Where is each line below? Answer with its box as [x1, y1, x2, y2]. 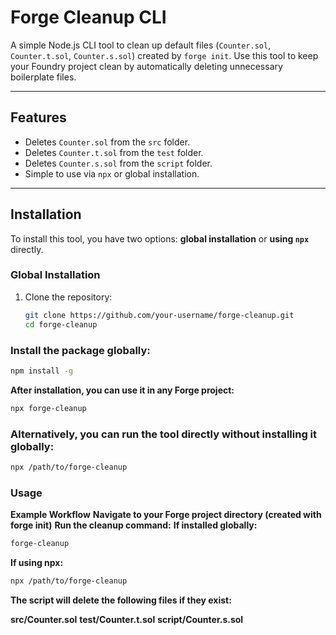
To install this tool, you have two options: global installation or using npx [10, 232, 310, 245]
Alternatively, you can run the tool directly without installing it [10, 427, 318, 441]
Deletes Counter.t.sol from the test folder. [24, 146, 204, 158]
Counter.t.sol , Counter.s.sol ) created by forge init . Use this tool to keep [10, 49, 319, 61]
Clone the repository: [24, 291, 113, 303]
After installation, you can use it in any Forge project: [10, 384, 235, 396]
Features [10, 109, 67, 126]
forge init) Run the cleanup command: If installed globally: [10, 519, 258, 531]
